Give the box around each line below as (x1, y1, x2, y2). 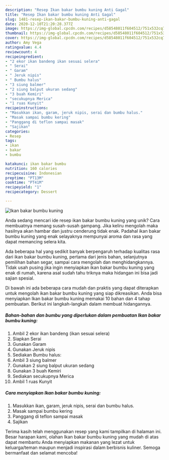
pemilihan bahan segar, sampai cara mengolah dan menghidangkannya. (5, 259, 154, 265)
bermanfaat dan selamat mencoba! (5, 449, 78, 455)
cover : (5, 36, 19, 41)
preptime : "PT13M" (5, 175, 44, 180)
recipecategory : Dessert (5, 190, 57, 195)
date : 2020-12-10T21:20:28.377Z (5, 21, 73, 27)
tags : (5, 138, 17, 143)
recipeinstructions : (5, 106, 49, 111)
